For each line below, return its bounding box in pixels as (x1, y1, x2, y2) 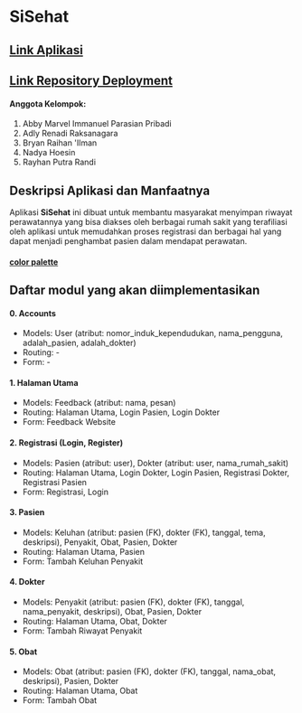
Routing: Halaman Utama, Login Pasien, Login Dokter (22, 407, 220, 417)
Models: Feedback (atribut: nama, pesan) (22, 398, 176, 408)
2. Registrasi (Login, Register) (9, 436, 124, 448)
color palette (9, 256, 59, 267)
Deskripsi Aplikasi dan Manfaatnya (9, 183, 211, 198)
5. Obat (9, 646, 38, 657)
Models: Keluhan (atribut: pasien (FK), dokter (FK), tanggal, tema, (22, 527, 266, 538)
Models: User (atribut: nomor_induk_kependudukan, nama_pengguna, (22, 328, 283, 339)
